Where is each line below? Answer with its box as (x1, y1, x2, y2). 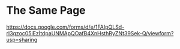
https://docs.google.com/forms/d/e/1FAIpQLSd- (6, 23, 125, 30)
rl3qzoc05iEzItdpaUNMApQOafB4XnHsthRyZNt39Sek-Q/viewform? (6, 29, 174, 36)
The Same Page (6, 4, 86, 17)
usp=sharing (6, 36, 38, 43)
